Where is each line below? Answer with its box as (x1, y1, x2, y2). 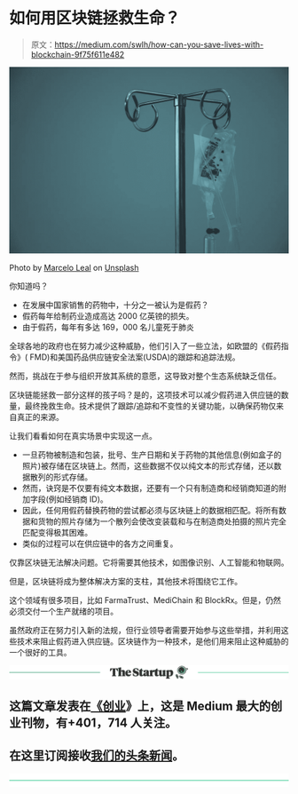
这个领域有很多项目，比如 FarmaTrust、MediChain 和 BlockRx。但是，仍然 (9, 594, 282, 605)
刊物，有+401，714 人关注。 (20, 716, 177, 731)
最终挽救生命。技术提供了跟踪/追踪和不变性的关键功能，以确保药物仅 (24, 401, 277, 411)
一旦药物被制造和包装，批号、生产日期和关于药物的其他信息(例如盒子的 (21, 449, 282, 460)
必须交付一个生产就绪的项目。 (9, 606, 118, 616)
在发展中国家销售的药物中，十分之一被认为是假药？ (21, 299, 209, 310)
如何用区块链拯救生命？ (9, 8, 181, 28)
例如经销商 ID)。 (48, 494, 108, 504)
